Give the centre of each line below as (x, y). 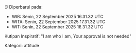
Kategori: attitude (22, 46)
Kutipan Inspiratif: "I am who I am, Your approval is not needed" (68, 36)
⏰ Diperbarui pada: (24, 7)
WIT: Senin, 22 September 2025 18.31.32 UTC (57, 27)
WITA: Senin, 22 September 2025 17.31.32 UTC (58, 22)
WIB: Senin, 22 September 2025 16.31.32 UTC (58, 17)
